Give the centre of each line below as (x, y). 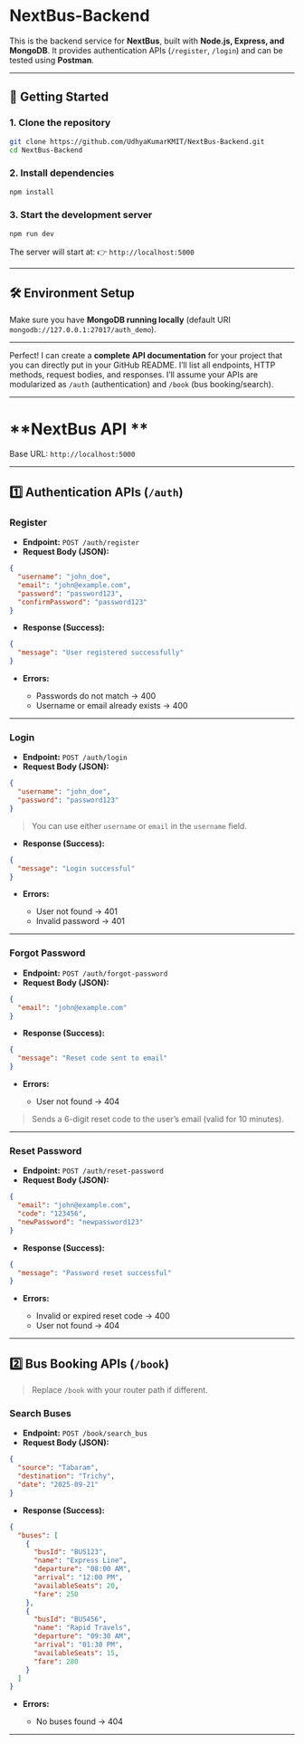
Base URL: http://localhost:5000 (72, 454)
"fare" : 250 (56, 1594)
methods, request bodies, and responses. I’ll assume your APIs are (134, 374)
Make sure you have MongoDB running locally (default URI (120, 319)
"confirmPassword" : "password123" (82, 602)
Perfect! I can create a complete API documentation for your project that (146, 355)
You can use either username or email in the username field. (139, 825)
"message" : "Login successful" (76, 868)
